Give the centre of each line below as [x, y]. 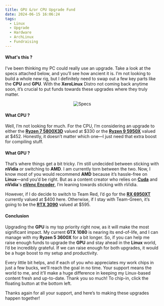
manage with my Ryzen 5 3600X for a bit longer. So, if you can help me [77, 237]
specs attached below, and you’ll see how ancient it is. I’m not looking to [78, 73]
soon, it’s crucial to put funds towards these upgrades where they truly [76, 89]
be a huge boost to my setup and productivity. [52, 253]
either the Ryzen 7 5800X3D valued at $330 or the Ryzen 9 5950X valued [80, 131]
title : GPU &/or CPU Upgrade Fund [40, 10]
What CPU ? [18, 115]
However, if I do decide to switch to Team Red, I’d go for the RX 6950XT [78, 194]
